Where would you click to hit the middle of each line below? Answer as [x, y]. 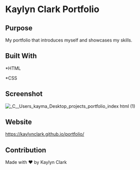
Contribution [26, 150]
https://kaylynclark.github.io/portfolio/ [45, 134]
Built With [21, 56]
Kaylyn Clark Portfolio [52, 9]
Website [18, 122]
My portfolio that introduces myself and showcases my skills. [69, 40]
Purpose [19, 28]
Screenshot [24, 94]
